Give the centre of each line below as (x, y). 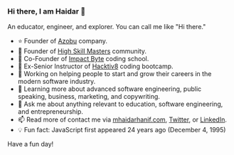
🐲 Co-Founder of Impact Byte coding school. (83, 59)
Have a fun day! (31, 144)
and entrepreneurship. (50, 112)
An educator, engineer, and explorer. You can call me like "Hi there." (107, 27)
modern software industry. (57, 82)
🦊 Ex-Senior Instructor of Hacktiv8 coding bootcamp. (95, 66)
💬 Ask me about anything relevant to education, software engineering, (120, 104)
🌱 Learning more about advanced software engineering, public (110, 89)
